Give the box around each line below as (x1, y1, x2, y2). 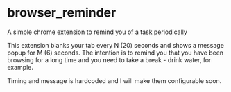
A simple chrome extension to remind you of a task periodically (7, 28, 187, 36)
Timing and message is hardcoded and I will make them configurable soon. (7, 76, 222, 84)
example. (7, 63, 33, 71)
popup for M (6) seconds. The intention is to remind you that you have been (7, 48, 224, 57)
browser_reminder (7, 5, 117, 21)
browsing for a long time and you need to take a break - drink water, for (7, 55, 212, 64)
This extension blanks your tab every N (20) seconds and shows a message (7, 41, 224, 49)
